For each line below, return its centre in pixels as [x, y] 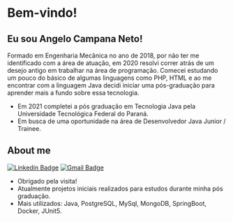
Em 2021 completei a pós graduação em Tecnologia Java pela [106, 106]
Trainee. [29, 129]
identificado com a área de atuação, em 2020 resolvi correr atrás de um [111, 63]
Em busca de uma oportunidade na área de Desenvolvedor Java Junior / [121, 121]
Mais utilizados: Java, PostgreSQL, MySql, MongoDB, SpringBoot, [112, 203]
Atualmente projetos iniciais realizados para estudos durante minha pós [120, 188]
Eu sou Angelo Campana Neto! [75, 39]
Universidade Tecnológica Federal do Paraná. [83, 114]
